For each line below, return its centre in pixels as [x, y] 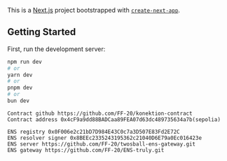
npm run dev [25, 62]
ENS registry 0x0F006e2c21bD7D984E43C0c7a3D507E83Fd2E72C [94, 132]
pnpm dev [20, 88]
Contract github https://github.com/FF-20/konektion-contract [100, 113]
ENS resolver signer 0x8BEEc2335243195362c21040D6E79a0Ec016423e [104, 138]
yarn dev [20, 75]
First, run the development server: [56, 49]
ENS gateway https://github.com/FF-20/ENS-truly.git [86, 150]
